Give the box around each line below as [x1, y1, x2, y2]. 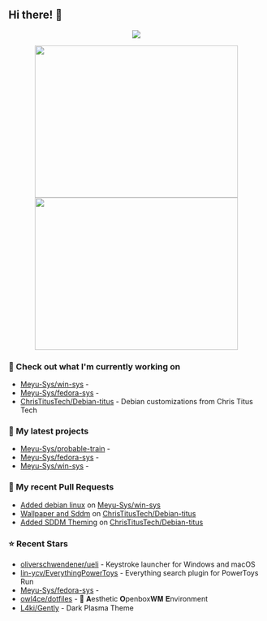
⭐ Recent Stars [8, 537, 69, 549]
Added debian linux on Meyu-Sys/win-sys [19, 500, 161, 510]
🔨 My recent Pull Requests [8, 481, 114, 493]
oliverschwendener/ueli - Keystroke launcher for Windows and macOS [19, 559, 256, 569]
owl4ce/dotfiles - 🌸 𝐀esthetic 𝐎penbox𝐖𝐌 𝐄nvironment [19, 594, 209, 603]
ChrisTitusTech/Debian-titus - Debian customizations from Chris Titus [19, 397, 253, 407]
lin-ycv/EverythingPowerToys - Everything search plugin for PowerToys [19, 568, 259, 577]
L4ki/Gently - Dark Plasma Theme [19, 603, 134, 613]
